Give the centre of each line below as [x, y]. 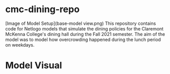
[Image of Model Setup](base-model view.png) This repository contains [81, 23]
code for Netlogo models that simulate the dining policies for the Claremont [84, 28]
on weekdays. [20, 45]
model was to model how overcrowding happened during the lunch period [83, 40]
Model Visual [34, 66]
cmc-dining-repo [43, 9]
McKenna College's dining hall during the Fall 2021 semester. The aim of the [85, 34]
